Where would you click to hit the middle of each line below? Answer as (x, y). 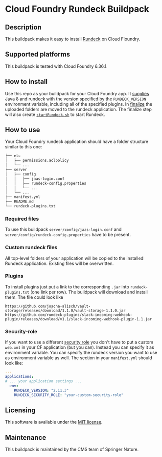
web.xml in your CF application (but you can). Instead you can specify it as (80, 347)
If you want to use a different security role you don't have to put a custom (79, 342)
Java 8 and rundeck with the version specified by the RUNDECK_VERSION (76, 99)
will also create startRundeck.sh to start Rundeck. (55, 114)
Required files (22, 219)
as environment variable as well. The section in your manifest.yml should (79, 358)
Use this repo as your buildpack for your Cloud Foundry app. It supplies (77, 93)
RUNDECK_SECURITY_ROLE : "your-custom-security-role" (69, 395)
